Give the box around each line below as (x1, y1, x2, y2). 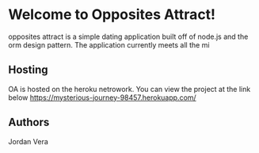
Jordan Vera (8, 136, 49, 146)
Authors (8, 116, 50, 129)
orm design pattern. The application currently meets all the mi (8, 40, 210, 49)
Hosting (8, 63, 49, 77)
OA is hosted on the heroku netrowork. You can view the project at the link (8, 84, 251, 94)
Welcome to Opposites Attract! (8, 6, 216, 24)
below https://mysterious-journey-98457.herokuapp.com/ (8, 93, 196, 102)
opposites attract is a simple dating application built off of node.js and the (8, 32, 249, 41)
